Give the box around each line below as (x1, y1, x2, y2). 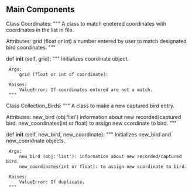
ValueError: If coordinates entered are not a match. (19, 87, 153, 93)
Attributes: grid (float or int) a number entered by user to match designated (6, 37, 187, 44)
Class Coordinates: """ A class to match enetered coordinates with (6, 20, 167, 27)
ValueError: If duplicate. (19, 179, 85, 185)
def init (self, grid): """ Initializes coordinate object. (6, 55, 129, 62)
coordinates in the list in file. (6, 26, 74, 33)
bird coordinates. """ (6, 44, 56, 51)
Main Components (6, 5, 75, 15)
